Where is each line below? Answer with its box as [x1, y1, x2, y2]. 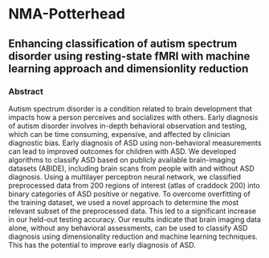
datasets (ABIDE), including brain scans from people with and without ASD [8, 163, 255, 173]
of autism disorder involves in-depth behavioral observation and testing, [8, 121, 247, 131]
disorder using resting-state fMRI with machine [8, 49, 251, 62]
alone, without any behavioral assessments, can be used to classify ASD [8, 223, 248, 232]
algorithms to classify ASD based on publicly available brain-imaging [8, 155, 236, 164]
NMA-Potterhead [8, 5, 126, 23]
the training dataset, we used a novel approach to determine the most [8, 197, 239, 207]
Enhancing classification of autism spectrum [8, 37, 238, 50]
